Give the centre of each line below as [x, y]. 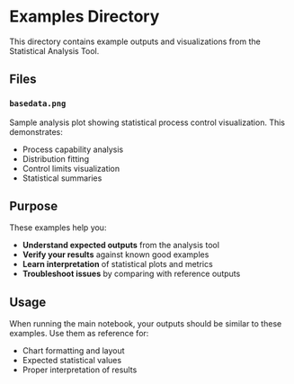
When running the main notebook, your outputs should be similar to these [146, 324]
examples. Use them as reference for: [79, 334]
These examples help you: [58, 228]
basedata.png [38, 104]
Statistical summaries [62, 178]
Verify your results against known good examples [116, 255]
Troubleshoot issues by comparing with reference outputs [131, 274]
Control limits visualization [71, 168]
